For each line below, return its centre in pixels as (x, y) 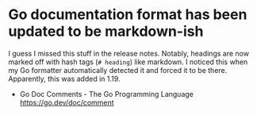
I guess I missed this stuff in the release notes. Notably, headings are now (129, 53)
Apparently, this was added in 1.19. (64, 79)
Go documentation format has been (128, 15)
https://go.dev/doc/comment (67, 102)
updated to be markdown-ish (106, 31)
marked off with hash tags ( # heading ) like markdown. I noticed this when (128, 62)
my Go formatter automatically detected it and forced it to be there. (118, 70)
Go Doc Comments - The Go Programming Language (107, 94)
